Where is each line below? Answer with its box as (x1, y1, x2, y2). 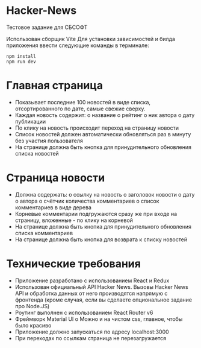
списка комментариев (14, 229, 73, 236)
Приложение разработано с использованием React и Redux (14, 277, 170, 284)
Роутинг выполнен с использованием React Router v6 (14, 309, 153, 316)
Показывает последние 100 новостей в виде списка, (14, 98, 151, 106)
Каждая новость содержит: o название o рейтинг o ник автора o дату (14, 111, 195, 118)
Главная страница (6, 79, 104, 92)
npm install (6, 53, 36, 59)
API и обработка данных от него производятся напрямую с (14, 289, 168, 297)
